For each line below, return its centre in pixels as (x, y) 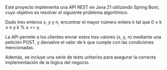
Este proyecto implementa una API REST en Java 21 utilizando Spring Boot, (82, 7)
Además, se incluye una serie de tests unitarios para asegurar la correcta (80, 57)
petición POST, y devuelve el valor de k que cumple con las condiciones (79, 42)
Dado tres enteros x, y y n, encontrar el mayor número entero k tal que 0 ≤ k (83, 22)
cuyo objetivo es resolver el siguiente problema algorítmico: (67, 12)
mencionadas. (20, 47)
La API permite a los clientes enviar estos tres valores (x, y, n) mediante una (83, 37)
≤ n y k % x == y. (23, 27)
